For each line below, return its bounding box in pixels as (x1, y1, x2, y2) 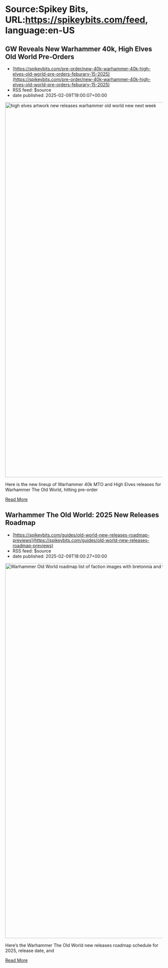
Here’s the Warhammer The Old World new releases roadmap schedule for (5, 942, 159, 948)
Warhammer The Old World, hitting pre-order (5, 486, 98, 492)
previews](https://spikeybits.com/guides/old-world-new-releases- (12, 537, 150, 543)
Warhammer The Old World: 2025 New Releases (5, 511, 159, 519)
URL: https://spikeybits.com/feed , (5, 14, 148, 25)
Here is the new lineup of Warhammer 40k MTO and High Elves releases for (5, 481, 161, 487)
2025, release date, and (5, 947, 54, 953)
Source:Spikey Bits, (5, 3, 88, 15)
